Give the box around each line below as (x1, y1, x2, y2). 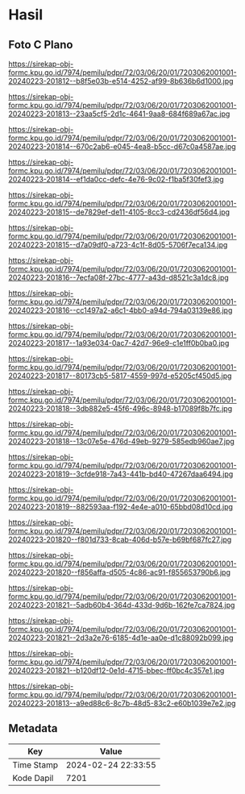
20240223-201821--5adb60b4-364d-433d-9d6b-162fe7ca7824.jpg (8, 601, 235, 609)
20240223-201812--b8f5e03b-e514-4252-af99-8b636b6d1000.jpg (8, 77, 234, 85)
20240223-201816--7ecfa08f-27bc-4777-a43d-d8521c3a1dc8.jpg (8, 272, 230, 282)
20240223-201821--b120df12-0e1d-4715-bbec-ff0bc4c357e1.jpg (8, 666, 225, 675)
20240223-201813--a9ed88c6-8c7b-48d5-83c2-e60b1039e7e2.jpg (8, 699, 236, 708)
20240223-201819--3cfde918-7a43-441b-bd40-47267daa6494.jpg (8, 469, 234, 479)
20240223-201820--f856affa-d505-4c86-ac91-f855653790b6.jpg (8, 567, 231, 577)
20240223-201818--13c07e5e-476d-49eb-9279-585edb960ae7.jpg (8, 437, 235, 446)
